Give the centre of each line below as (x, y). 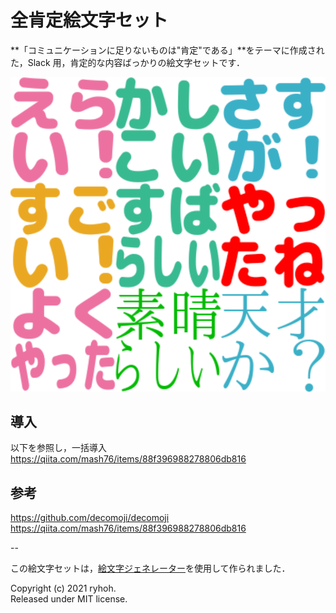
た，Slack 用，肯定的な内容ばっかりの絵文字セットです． (128, 62)
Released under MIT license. (69, 599)
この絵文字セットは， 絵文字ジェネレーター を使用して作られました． (150, 568)
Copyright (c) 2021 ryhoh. (63, 588)
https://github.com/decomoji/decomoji (90, 518)
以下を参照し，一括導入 (58, 448)
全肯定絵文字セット (89, 20)
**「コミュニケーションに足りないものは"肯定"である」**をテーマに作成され (167, 50)
